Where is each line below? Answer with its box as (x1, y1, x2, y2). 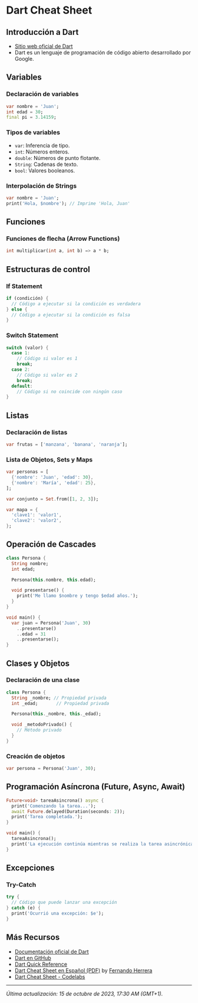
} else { (6, 306, 28, 312)
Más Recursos (6, 932, 60, 942)
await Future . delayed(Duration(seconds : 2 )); (11, 808, 126, 815)
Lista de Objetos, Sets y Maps (6, 455, 93, 463)
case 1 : (11, 350, 31, 356)
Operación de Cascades (6, 540, 96, 550)
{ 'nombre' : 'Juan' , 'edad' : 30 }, (11, 475, 94, 481)
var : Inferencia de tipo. (14, 142, 70, 149)
